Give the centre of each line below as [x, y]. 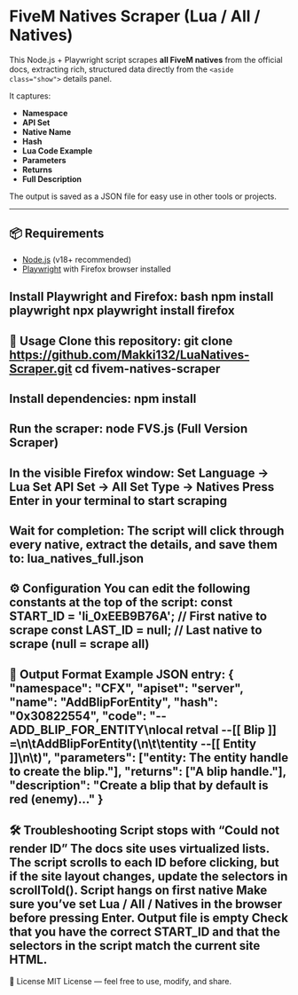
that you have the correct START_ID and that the [145, 932]
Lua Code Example [57, 150]
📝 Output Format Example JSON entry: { [122, 674]
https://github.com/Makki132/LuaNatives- [129, 355]
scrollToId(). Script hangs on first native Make [138, 891]
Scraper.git [41, 369]
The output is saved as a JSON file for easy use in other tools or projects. [143, 196]
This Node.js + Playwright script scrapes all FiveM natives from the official [146, 59]
